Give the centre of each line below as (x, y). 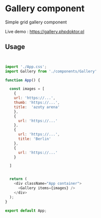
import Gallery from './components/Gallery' (51, 71)
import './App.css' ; (26, 66)
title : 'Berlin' (34, 139)
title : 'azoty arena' (37, 107)
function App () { (23, 80)
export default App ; (26, 211)
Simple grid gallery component (36, 22)
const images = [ (27, 89)
